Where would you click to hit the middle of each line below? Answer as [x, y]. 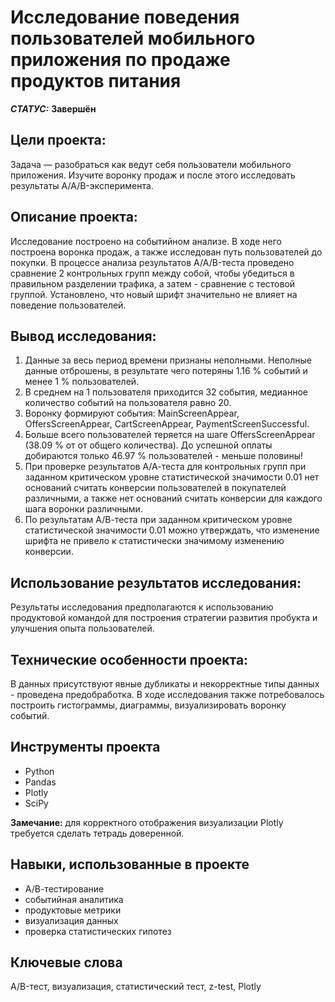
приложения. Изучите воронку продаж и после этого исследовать [153, 175]
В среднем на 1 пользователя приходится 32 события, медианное [166, 392]
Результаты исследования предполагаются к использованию [142, 607]
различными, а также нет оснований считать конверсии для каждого [173, 498]
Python [39, 771]
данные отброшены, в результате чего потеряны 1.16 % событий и [166, 371]
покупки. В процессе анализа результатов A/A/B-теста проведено [152, 262]
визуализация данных [71, 920]
